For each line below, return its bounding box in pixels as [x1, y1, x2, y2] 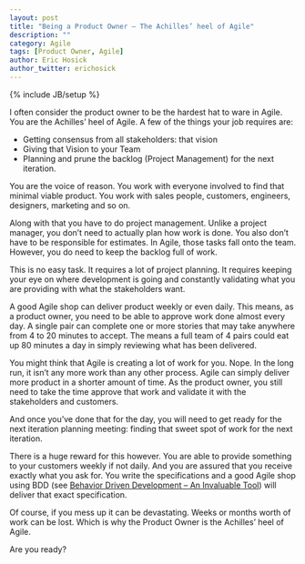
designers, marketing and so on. [9, 199, 131, 210]
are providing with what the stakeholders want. [9, 283, 186, 294]
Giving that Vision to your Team [22, 143, 141, 155]
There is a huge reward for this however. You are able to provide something [9, 450, 292, 461]
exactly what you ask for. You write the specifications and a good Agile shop [9, 469, 296, 480]
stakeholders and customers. [9, 396, 119, 407]
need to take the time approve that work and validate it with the [9, 386, 247, 397]
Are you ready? [9, 543, 66, 555]
